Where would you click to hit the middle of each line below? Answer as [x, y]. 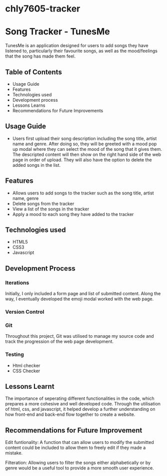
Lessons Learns [29, 105]
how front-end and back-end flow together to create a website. [70, 414]
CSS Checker [26, 371]
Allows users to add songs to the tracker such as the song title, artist [83, 193]
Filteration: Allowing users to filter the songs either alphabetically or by [78, 463]
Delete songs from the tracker [43, 203]
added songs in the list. [36, 165]
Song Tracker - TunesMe [57, 32]
